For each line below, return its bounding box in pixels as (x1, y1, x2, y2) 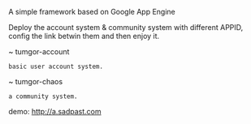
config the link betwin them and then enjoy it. (8, 32, 160, 41)
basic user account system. (8, 62, 104, 71)
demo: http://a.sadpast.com (8, 107, 102, 116)
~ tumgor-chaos (8, 77, 63, 86)
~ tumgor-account (8, 47, 70, 56)
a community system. (8, 92, 79, 100)
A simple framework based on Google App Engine (8, 7, 176, 16)
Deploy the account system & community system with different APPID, (8, 23, 244, 32)
